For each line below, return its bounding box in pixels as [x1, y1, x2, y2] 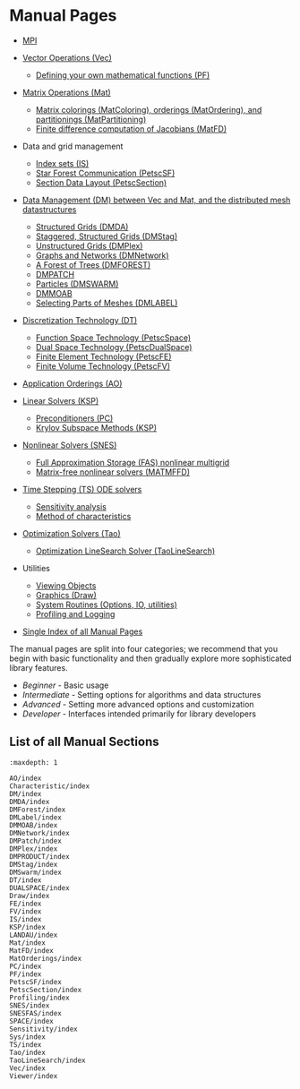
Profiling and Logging [35, 608, 116, 619]
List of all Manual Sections [9, 734, 159, 750]
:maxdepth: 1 [9, 758, 58, 767]
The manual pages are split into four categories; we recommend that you [9, 643, 279, 654]
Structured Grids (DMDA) [35, 221, 129, 232]
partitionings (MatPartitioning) [35, 114, 147, 124]
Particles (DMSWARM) [35, 279, 119, 289]
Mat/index [9, 938, 47, 948]
